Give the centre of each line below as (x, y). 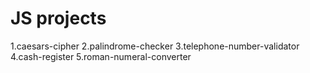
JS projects (58, 18)
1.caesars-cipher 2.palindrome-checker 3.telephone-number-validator (155, 46)
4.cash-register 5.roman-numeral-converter (101, 56)
